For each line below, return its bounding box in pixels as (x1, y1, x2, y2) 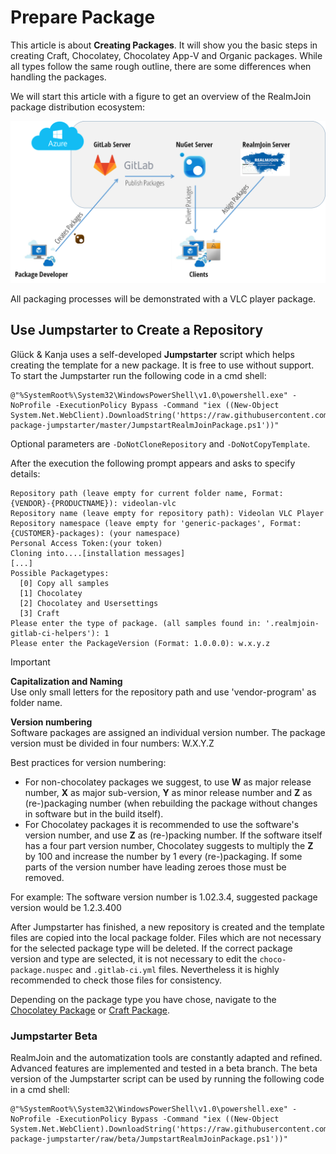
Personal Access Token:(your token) (10, 538, 163, 548)
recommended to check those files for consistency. (10, 974, 222, 986)
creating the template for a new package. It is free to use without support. (10, 359, 315, 371)
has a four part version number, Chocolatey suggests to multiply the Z (24, 839, 314, 851)
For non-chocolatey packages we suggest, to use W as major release (24, 776, 312, 788)
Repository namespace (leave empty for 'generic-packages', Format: (10, 518, 302, 528)
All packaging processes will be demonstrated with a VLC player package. (10, 292, 317, 305)
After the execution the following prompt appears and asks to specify (10, 457, 296, 469)
